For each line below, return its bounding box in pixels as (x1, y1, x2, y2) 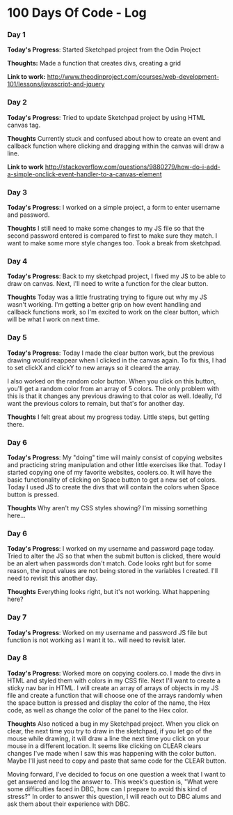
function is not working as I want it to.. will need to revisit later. (7, 636, 186, 644)
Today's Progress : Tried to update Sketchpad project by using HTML (7, 113, 206, 121)
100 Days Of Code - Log (7, 5, 147, 21)
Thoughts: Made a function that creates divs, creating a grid (7, 59, 181, 68)
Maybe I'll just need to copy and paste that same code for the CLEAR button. (7, 756, 227, 765)
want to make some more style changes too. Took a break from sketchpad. (7, 239, 222, 247)
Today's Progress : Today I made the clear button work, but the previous (7, 349, 214, 357)
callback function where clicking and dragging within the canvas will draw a (7, 142, 225, 150)
